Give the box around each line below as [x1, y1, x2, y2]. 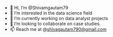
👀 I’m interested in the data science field [9, 10, 93, 16]
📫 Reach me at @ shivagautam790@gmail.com [9, 26, 107, 32]
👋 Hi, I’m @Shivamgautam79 [9, 5, 69, 10]
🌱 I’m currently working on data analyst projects [9, 15, 109, 21]
